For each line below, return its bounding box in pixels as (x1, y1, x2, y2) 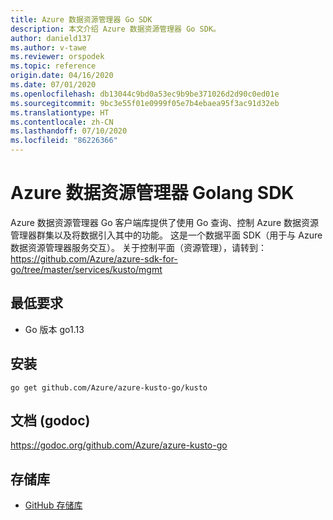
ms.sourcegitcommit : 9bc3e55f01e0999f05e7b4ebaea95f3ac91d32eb (10, 98, 280, 108)
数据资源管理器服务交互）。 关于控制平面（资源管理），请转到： (10, 241, 267, 253)
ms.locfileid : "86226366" (10, 136, 118, 146)
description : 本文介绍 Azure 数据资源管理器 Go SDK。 (10, 24, 221, 34)
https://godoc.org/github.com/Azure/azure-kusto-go (10, 439, 228, 451)
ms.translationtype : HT (10, 107, 110, 118)
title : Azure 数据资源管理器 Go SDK (10, 14, 153, 25)
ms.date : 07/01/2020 (10, 80, 97, 90)
